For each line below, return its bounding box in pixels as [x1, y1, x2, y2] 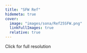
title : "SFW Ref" [5, 7, 41, 12]
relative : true [9, 30, 41, 35]
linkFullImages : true [9, 26, 54, 30]
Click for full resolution [5, 44, 51, 49]
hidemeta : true [5, 12, 36, 17]
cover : [5, 16, 19, 21]
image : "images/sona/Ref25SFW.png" [9, 21, 83, 26]
